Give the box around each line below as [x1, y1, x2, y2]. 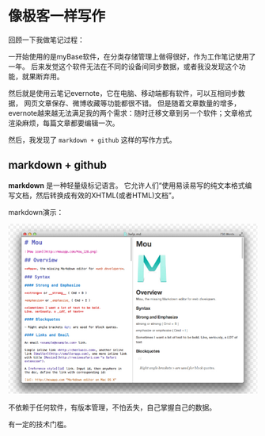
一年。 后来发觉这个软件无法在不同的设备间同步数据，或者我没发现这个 [8, 61, 239, 71]
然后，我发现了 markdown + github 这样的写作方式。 [8, 135, 176, 144]
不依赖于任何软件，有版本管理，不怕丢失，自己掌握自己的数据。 [8, 403, 216, 412]
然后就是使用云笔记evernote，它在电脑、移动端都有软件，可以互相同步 [8, 88, 239, 98]
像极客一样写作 [8, 7, 106, 25]
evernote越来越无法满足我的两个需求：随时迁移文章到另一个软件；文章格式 [8, 108, 252, 117]
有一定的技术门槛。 [8, 419, 71, 429]
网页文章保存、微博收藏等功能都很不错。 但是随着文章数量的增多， [23, 98, 241, 108]
